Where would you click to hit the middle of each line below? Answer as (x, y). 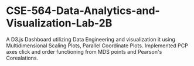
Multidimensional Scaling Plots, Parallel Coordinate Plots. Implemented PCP (97, 46)
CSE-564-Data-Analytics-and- (83, 11)
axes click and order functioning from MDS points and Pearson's (84, 51)
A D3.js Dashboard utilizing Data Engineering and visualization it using (91, 39)
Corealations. (22, 58)
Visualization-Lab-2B (59, 23)
